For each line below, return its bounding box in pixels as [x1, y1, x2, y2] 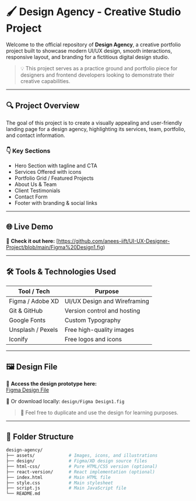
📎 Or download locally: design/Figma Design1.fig [6, 398, 125, 405]
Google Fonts [9, 316, 45, 324]
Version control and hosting [64, 306, 141, 314]
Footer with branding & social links [14, 200, 97, 207]
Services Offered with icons [14, 169, 82, 176]
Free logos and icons [64, 335, 123, 343]
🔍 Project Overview [6, 101, 80, 111]
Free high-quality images [64, 325, 134, 334]
